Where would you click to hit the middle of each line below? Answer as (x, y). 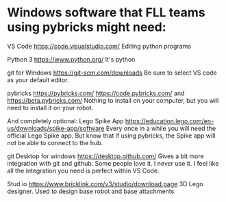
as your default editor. (38, 79)
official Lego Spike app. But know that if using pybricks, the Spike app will (111, 136)
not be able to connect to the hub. (55, 142)
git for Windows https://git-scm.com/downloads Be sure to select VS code (112, 73)
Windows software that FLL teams (106, 13)
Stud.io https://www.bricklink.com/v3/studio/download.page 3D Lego (105, 184)
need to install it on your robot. (50, 108)
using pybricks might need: (87, 27)
